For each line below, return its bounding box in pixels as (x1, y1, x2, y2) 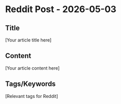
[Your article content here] (5, 65, 60, 71)
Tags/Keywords (5, 80, 56, 88)
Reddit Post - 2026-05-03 (5, 4, 116, 15)
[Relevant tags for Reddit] (5, 93, 58, 99)
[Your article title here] (5, 37, 52, 43)
